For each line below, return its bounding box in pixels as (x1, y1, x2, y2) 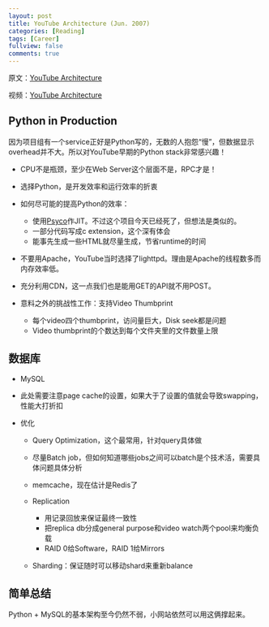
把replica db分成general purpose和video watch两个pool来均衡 (44, 523, 253, 533)
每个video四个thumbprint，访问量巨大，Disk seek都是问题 (32, 315, 227, 325)
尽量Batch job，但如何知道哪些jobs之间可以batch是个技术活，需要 (32, 452, 254, 462)
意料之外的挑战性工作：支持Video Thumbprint (19, 298, 173, 308)
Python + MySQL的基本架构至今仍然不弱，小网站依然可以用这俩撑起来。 (8, 610, 250, 620)
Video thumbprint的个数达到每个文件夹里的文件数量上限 (32, 326, 219, 335)
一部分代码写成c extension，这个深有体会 (32, 226, 171, 236)
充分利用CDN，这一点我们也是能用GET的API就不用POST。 (19, 281, 216, 291)
